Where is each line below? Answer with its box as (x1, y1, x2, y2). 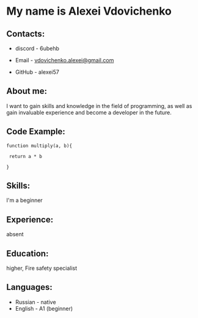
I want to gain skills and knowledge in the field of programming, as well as (6, 102, 193, 109)
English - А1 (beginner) (15, 305, 73, 312)
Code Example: (6, 126, 65, 137)
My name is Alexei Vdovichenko (6, 4, 172, 18)
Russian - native (15, 298, 56, 306)
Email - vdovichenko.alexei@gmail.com (15, 57, 114, 63)
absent (6, 231, 24, 238)
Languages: (6, 282, 53, 292)
